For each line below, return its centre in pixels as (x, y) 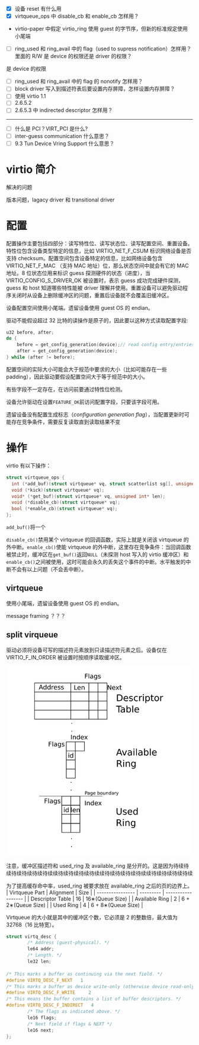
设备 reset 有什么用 (38, 9)
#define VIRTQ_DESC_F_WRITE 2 (49, 993)
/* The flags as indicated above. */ (74, 1012)
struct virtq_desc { (32, 937)
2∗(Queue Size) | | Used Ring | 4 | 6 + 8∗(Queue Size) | (75, 905)
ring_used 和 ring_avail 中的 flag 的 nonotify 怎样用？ (79, 81)
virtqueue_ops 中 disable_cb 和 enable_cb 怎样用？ (77, 16)
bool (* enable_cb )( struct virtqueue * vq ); (65, 509)
